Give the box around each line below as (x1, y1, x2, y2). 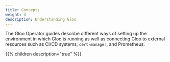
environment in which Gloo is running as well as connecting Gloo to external (5, 36, 165, 42)
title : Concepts (5, 7, 40, 13)
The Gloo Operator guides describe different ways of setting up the (5, 31, 147, 37)
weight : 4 (5, 12, 27, 17)
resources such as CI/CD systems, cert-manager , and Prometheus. (5, 41, 145, 47)
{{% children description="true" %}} (5, 51, 82, 57)
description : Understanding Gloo (5, 17, 77, 22)
